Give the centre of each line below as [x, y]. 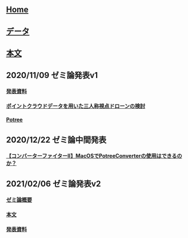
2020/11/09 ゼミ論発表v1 [52, 75]
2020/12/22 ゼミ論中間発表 [56, 140]
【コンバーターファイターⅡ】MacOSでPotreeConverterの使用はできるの [94, 156]
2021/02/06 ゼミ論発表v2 [54, 183]
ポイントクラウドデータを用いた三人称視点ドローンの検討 [76, 106]
